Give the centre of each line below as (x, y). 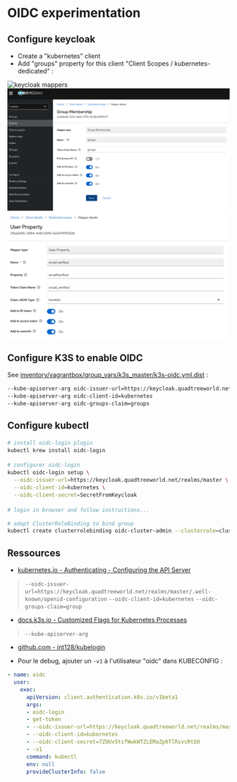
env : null (40, 764)
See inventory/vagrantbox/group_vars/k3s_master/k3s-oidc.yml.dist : (108, 375)
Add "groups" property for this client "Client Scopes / (95, 64)
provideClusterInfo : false (66, 771)
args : (34, 704)
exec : (28, 689)
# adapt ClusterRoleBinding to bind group (71, 523)
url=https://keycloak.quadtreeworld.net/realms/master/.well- (118, 592)
